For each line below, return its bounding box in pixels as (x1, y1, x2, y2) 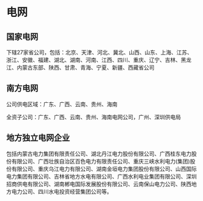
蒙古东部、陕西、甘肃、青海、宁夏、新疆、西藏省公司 (22, 64, 155, 71)
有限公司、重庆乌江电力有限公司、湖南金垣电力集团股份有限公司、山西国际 (11, 165, 197, 173)
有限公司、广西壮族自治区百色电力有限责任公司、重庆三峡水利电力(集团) (11, 157, 190, 165)
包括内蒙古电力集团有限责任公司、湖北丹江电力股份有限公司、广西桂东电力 (6, 150, 192, 157)
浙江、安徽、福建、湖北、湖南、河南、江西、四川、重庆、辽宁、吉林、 (6, 56, 181, 64)
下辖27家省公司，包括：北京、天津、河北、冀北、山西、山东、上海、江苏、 (6, 49, 193, 56)
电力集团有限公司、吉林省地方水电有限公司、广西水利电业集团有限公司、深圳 (6, 173, 197, 180)
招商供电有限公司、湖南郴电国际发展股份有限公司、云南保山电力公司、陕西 (6, 180, 192, 188)
